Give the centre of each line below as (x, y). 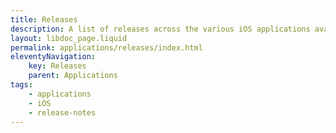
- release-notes (62, 112)
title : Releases (44, 19)
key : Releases (57, 66)
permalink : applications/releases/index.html (106, 47)
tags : (21, 85)
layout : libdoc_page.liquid (69, 38)
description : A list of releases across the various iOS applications (160, 29)
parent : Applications (73, 76)
